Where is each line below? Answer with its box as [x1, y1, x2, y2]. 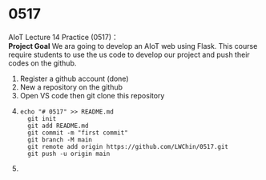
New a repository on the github [19, 82, 123, 92]
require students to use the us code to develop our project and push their [8, 50, 250, 59]
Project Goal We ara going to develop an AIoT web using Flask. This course [8, 41, 258, 50]
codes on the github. [8, 58, 77, 68]
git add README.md [27, 122, 89, 130]
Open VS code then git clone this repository [19, 90, 165, 100]
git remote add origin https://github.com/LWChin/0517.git [27, 142, 229, 150]
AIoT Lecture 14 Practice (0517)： [8, 32, 119, 42]
